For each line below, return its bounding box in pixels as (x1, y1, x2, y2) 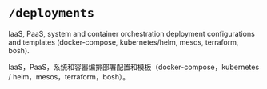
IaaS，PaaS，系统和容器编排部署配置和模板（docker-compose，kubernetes (8, 62, 260, 72)
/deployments (8, 6, 94, 21)
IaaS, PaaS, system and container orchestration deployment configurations (8, 29, 256, 38)
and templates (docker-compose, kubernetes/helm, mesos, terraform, (8, 37, 239, 47)
